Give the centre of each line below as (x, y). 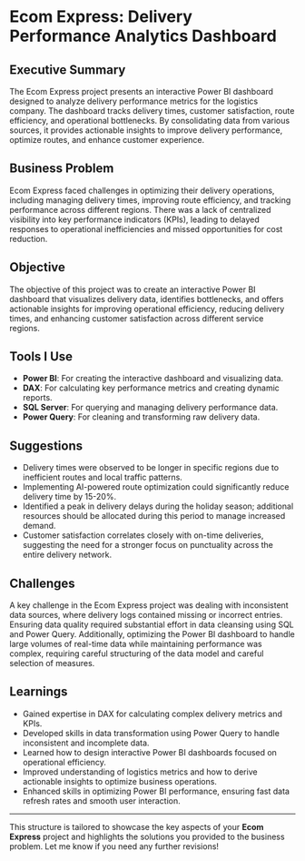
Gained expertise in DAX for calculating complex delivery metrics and (152, 714)
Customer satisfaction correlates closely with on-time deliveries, (143, 535)
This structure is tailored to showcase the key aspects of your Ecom (137, 826)
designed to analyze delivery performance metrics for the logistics (134, 101)
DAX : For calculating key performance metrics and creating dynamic (151, 388)
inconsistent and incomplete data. (86, 743)
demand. (39, 526)
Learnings (39, 692)
